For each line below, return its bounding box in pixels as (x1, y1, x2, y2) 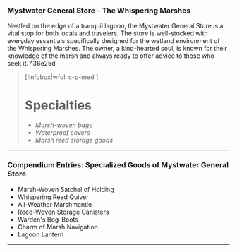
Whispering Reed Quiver (17, 193, 90, 201)
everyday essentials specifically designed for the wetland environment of (7, 37, 220, 45)
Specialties (24, 97, 92, 114)
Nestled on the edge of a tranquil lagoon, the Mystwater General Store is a (7, 22, 224, 30)
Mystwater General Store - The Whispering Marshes (7, 6, 191, 16)
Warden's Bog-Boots (17, 215, 79, 224)
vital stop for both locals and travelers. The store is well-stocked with (7, 29, 208, 37)
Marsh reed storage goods (35, 136, 114, 145)
